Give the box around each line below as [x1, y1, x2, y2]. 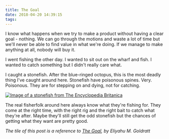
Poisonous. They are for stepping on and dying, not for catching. [5, 82, 141, 88]
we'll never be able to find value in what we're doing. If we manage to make [5, 41, 163, 48]
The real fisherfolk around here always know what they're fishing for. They [5, 102, 161, 108]
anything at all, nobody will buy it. [5, 47, 76, 53]
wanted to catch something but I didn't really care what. [5, 62, 122, 68]
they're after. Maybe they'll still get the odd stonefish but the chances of [5, 113, 156, 119]
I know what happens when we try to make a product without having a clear [5, 31, 164, 37]
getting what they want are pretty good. [5, 118, 88, 124]
